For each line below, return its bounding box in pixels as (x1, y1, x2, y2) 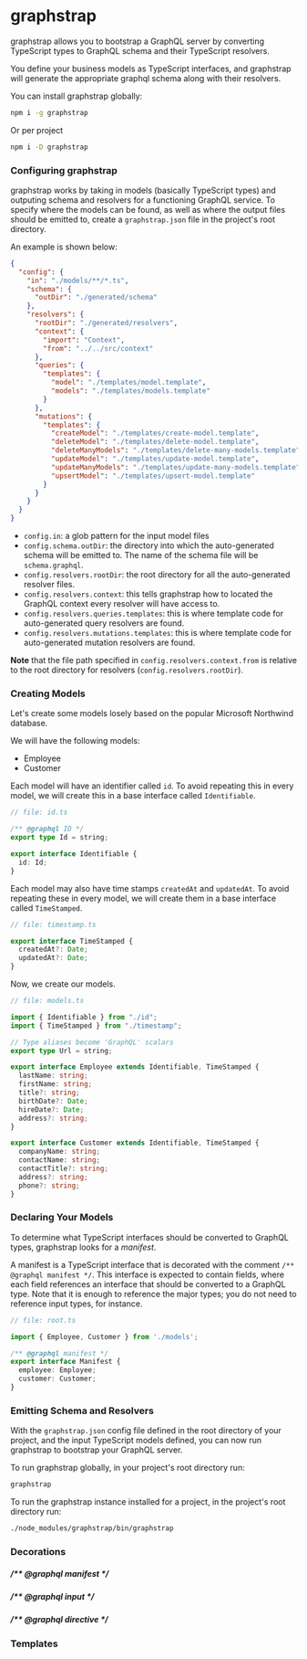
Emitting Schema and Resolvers (10, 1404, 154, 1417)
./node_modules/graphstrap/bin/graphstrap (10, 1524, 174, 1533)
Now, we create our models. (10, 978, 117, 989)
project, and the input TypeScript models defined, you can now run (10, 1435, 262, 1446)
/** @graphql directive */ (10, 1614, 108, 1625)
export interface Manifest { (10, 1358, 121, 1367)
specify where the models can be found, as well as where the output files (10, 204, 286, 215)
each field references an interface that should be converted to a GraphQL (10, 1278, 286, 1289)
